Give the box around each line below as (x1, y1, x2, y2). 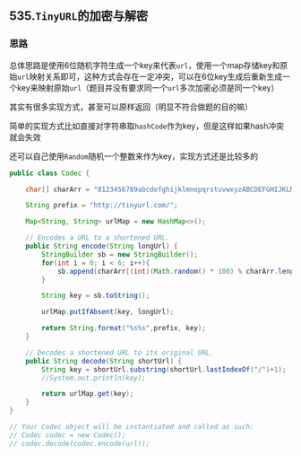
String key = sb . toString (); (41, 291, 150, 301)
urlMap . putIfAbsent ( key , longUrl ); (41, 308, 175, 317)
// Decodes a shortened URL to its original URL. (25, 348, 215, 357)
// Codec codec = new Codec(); (9, 430, 126, 440)
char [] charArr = (25, 185, 90, 194)
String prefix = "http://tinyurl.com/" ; (25, 201, 178, 210)
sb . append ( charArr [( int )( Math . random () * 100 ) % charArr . (56, 267, 279, 276)
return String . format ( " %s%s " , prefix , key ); (41, 324, 206, 333)
